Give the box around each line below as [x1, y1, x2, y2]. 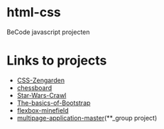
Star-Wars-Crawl [16, 91, 67, 99]
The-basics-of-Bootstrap [16, 99, 91, 107]
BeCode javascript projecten [6, 28, 90, 36]
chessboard [16, 83, 53, 92]
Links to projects [6, 52, 107, 69]
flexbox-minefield [16, 106, 69, 114]
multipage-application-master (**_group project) [16, 113, 158, 122]
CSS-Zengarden [16, 76, 65, 84]
